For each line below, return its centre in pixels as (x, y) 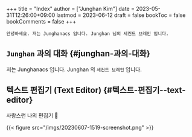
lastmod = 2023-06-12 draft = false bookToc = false (121, 15)
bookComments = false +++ (41, 21)
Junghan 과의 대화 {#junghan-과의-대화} (78, 54)
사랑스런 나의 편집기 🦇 (32, 115)
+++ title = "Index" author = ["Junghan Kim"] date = (70, 9)
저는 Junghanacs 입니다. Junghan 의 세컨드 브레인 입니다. (74, 69)
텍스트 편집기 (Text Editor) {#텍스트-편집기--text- (96, 90)
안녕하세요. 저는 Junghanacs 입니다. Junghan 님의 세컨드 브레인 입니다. (88, 34)
